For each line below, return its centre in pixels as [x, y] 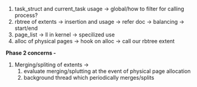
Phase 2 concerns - [31, 53]
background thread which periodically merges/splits [89, 78]
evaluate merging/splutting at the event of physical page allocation [107, 71]
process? [26, 15]
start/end [26, 28]
